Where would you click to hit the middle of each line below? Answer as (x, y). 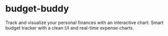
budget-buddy (37, 9)
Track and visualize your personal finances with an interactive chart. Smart (85, 22)
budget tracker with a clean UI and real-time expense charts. (70, 27)
